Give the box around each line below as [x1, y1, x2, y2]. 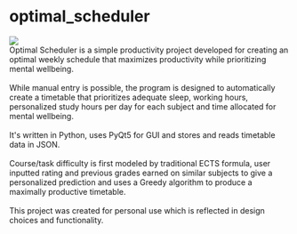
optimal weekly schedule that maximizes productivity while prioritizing [9, 53, 267, 64]
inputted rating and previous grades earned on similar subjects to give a [9, 167, 273, 178]
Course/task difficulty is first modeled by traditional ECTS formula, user [9, 157, 271, 168]
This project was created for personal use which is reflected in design [9, 205, 265, 215]
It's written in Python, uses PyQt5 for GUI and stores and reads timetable [9, 129, 276, 140]
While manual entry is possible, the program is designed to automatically [9, 82, 276, 93]
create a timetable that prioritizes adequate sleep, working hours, [9, 92, 249, 102]
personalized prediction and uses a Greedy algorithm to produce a [9, 176, 253, 188]
